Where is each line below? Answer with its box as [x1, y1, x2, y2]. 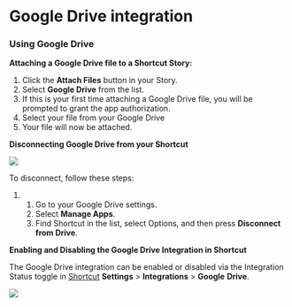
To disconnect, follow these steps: [9, 173, 134, 183]
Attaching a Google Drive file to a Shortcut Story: [9, 58, 193, 68]
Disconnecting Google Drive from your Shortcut [9, 139, 188, 150]
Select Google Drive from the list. [21, 84, 144, 95]
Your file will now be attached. [21, 122, 133, 133]
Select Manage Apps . [35, 209, 116, 219]
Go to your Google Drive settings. [35, 199, 158, 210]
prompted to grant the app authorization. [21, 104, 171, 114]
